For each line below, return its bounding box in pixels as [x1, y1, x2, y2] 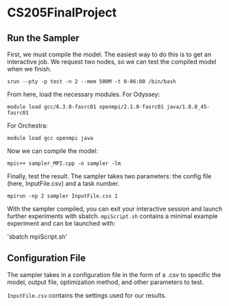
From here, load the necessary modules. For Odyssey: [7, 91, 160, 98]
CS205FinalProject [7, 5, 117, 21]
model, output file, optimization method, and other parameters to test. [7, 278, 204, 286]
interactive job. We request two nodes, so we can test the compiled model [7, 58, 217, 66]
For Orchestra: [7, 121, 48, 130]
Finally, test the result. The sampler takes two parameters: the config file [7, 172, 212, 180]
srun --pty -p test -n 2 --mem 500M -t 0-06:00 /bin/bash [7, 78, 176, 85]
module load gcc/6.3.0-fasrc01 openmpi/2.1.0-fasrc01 [7, 104, 165, 110]
